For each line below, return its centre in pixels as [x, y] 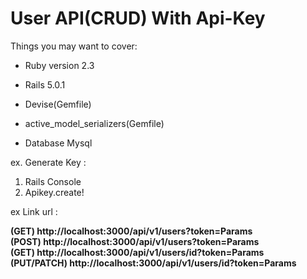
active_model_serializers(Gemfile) [94, 123]
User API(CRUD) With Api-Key [138, 18]
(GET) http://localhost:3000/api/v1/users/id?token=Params [137, 252]
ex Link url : [34, 211]
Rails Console [53, 181]
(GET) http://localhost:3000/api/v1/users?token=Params [131, 231]
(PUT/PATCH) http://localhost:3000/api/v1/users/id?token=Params [153, 263]
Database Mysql [58, 143]
